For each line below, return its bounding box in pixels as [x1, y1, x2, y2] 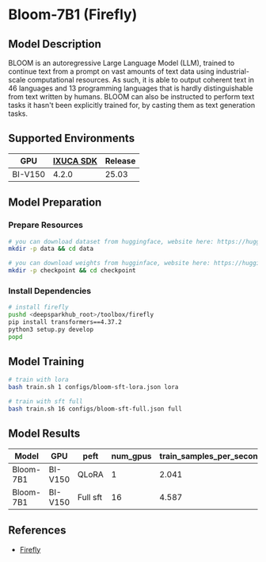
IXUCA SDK [52, 155, 97, 166]
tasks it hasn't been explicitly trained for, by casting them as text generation [8, 101, 256, 110]
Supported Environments [8, 132, 135, 145]
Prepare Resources [8, 220, 83, 231]
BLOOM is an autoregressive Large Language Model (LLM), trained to [8, 58, 235, 67]
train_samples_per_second [159, 450, 264, 461]
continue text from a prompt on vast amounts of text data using [8, 67, 215, 76]
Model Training [8, 355, 85, 368]
